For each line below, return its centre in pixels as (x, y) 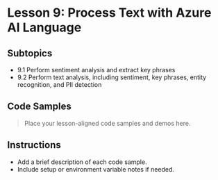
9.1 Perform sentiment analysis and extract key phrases (96, 70)
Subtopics (30, 53)
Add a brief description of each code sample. (82, 162)
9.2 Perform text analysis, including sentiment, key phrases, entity (112, 77)
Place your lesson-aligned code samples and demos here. (107, 123)
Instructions (34, 145)
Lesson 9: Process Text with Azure (109, 13)
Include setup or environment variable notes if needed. (96, 169)
